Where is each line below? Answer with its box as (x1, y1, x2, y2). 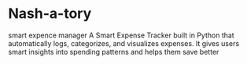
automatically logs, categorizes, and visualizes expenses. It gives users (8, 38, 240, 48)
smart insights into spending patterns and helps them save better (8, 47, 219, 56)
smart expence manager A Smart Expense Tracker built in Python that (8, 30, 234, 40)
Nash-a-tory (8, 5, 92, 23)
